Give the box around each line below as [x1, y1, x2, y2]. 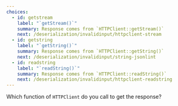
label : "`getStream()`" [17, 20, 78, 26]
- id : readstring [12, 59, 56, 65]
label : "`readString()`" [17, 65, 80, 71]
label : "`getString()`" [17, 43, 78, 49]
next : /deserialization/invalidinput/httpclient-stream [17, 31, 162, 38]
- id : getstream [12, 15, 53, 21]
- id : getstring [12, 37, 53, 43]
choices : [6, 8, 29, 15]
